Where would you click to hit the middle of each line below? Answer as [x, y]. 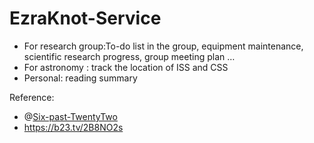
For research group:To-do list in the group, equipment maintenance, [163, 46]
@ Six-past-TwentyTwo [70, 116]
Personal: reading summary [80, 78]
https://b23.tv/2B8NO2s [73, 127]
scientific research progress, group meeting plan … [129, 56]
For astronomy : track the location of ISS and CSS [126, 67]
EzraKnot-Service [85, 18]
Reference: [32, 97]
